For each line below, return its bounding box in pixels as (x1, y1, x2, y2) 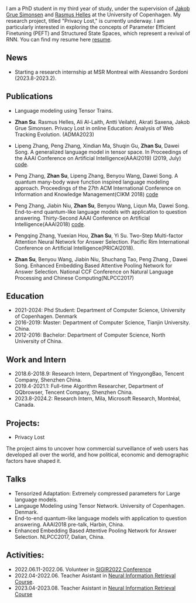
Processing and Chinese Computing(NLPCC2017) (14, 274, 135, 281)
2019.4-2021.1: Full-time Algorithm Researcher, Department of (14, 383, 164, 390)
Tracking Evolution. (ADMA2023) (14, 131, 95, 138)
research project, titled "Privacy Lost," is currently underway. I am (6, 18, 165, 24)
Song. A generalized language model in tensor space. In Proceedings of (14, 148, 188, 155)
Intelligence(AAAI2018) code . (14, 220, 85, 227)
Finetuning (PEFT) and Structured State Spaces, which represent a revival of (6, 30, 190, 37)
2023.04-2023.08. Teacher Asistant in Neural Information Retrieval (14, 584, 176, 591)
